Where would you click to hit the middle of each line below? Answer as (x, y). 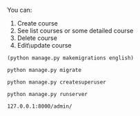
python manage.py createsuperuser (57, 82)
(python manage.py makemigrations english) (71, 58)
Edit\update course (44, 45)
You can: (20, 10)
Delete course (37, 38)
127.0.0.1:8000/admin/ (40, 106)
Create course (38, 23)
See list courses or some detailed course (75, 31)
